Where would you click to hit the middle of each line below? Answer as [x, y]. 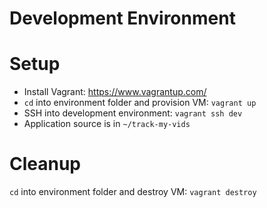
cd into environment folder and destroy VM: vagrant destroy [133, 192]
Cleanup [45, 164]
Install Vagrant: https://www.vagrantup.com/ [115, 92]
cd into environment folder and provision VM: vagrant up [140, 103]
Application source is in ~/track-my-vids [107, 124]
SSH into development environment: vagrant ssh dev [133, 113]
